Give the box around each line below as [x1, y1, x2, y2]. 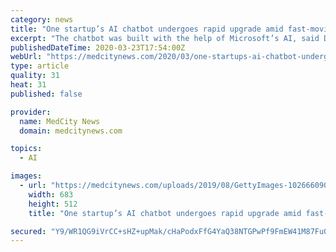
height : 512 [28, 199, 78, 209]
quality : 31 [10, 71, 60, 81]
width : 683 [28, 189, 74, 200]
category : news [10, 14, 74, 25]
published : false [10, 89, 83, 99]
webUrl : [10, 52, 43, 62]
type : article [10, 61, 70, 71]
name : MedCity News [19, 116, 101, 126]
